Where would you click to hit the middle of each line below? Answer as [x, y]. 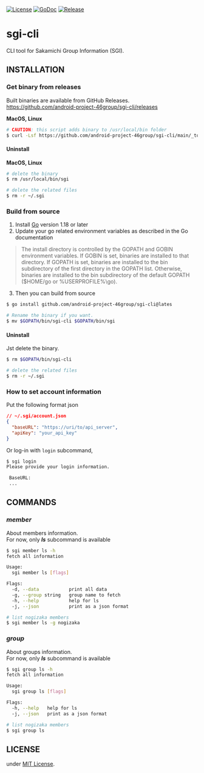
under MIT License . [31, 764]
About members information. [42, 533]
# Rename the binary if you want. [50, 316]
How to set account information [54, 392]
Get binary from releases [44, 87]
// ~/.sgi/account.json [36, 416]
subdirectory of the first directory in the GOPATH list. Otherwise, [101, 269]
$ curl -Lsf [21, 135]
